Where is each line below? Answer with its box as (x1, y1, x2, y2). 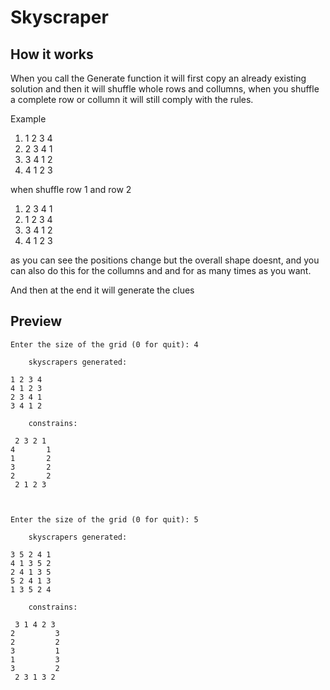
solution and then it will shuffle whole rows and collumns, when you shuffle (10, 83, 320, 95)
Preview (10, 313, 63, 330)
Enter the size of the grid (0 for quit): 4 (10, 339, 199, 350)
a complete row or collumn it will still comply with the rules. (10, 94, 254, 105)
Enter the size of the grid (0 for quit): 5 (10, 514, 199, 525)
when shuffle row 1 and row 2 (10, 184, 132, 195)
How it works (10, 46, 94, 63)
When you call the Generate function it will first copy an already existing (10, 72, 307, 84)
